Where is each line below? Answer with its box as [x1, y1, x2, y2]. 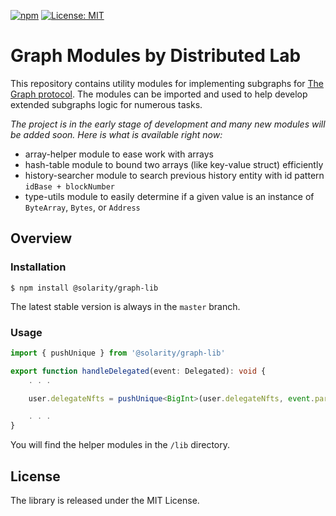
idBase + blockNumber [24, 181, 115, 192]
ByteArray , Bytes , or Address [24, 201, 141, 213]
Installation [10, 260, 67, 274]
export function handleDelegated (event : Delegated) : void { [10, 366, 267, 376]
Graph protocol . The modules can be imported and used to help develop [10, 88, 308, 100]
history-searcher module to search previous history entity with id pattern [24, 169, 325, 181]
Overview [10, 230, 73, 247]
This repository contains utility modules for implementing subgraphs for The [10, 77, 324, 89]
